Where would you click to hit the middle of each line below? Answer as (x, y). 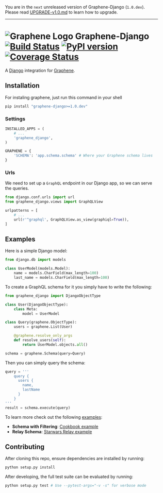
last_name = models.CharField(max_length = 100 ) (62, 278)
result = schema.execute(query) (38, 408)
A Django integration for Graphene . (40, 70)
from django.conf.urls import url (40, 197)
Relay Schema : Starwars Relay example (52, 431)
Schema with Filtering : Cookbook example (55, 426)
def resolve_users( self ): (40, 340)
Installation (22, 86)
